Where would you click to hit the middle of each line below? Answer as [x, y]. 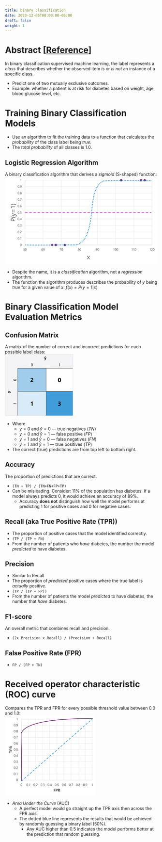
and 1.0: [13, 713]
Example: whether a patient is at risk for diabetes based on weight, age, [83, 89]
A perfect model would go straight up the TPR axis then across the [86, 809]
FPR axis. [29, 814]
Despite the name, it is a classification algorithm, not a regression [77, 272]
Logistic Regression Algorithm [52, 162]
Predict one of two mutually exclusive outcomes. [60, 83]
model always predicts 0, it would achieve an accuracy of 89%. [75, 496]
